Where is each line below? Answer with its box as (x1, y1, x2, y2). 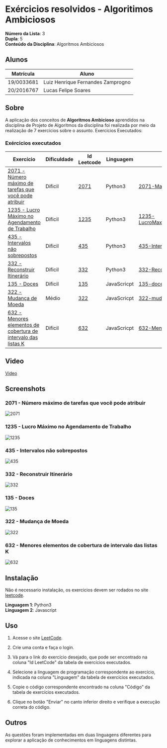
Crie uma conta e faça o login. (12, 644, 75, 650)
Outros (5, 719, 27, 727)
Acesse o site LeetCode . (12, 635, 63, 641)
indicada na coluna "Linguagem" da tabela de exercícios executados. (12, 674, 155, 680)
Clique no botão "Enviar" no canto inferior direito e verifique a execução (12, 699, 160, 705)
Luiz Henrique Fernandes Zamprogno (43, 79, 131, 86)
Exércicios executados (5, 140, 61, 147)
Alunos (5, 56, 28, 64)
